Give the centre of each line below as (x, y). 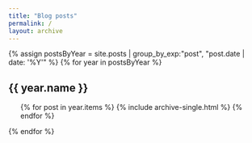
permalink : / (30, 23)
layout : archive (36, 31)
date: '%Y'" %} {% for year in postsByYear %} (85, 62)
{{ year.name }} (48, 88)
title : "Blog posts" (43, 16)
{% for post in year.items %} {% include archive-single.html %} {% (131, 107)
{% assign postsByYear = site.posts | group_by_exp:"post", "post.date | (126, 54)
